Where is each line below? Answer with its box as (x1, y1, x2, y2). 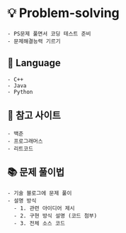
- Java (7, 82, 27, 90)
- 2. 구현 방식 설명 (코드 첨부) (13, 212, 98, 220)
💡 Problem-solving (7, 5, 120, 21)
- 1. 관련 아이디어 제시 (13, 205, 75, 212)
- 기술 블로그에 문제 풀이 (7, 190, 72, 197)
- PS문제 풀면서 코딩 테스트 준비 (7, 30, 91, 37)
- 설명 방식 (7, 197, 37, 205)
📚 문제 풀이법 (7, 166, 65, 178)
